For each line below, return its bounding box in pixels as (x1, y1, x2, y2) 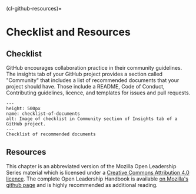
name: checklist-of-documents (6, 111, 81, 117)
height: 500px (6, 105, 41, 111)
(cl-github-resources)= (6, 5, 62, 12)
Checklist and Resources (6, 26, 131, 39)
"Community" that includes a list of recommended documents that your (6, 77, 180, 84)
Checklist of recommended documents (6, 131, 96, 137)
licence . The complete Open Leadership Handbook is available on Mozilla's (6, 175, 189, 182)
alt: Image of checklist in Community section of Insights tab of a (6, 116, 178, 122)
